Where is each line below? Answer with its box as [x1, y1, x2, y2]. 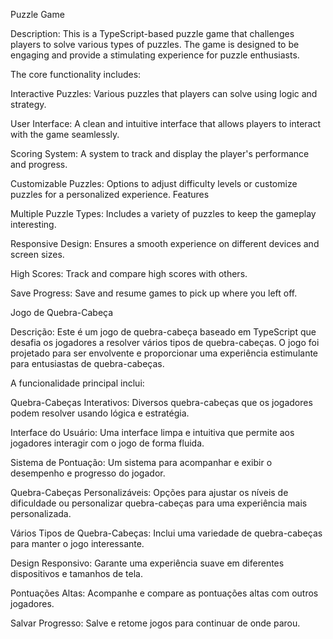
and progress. [10, 159, 68, 170]
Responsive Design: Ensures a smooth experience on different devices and [10, 238, 320, 249]
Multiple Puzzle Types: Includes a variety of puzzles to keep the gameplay [10, 208, 317, 219]
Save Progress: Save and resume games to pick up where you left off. [10, 287, 298, 299]
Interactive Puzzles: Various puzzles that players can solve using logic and [10, 88, 318, 99]
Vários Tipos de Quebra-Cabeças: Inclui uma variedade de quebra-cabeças [10, 527, 323, 539]
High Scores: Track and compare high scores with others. [10, 268, 248, 279]
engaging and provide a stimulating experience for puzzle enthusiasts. [10, 49, 300, 61]
